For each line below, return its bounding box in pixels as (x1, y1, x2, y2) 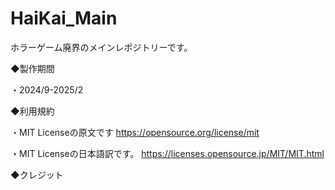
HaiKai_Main (10, 7, 118, 30)
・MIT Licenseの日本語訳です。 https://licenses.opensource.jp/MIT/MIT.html (10, 147, 325, 159)
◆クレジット (10, 168, 64, 181)
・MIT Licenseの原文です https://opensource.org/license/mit (10, 126, 260, 138)
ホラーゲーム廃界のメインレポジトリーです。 (10, 41, 193, 53)
